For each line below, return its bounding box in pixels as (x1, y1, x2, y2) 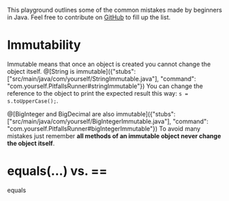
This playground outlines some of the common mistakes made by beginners (7, 6, 222, 14)
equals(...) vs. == (7, 163, 108, 179)
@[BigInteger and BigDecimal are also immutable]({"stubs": (7, 109, 176, 118)
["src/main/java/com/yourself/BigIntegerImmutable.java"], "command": (7, 117, 208, 125)
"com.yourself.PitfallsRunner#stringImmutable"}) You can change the (7, 82, 204, 90)
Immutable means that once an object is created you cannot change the (7, 60, 211, 68)
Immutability (7, 37, 81, 53)
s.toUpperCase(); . (7, 96, 58, 105)
